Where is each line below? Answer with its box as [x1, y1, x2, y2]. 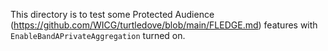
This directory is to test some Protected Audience [10, 9, 215, 20]
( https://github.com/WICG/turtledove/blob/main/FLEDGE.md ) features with [10, 19, 318, 31]
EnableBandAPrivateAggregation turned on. [10, 30, 186, 41]
